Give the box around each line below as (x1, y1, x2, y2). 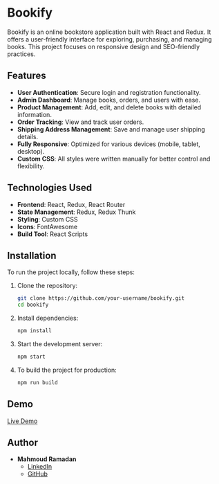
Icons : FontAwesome (17, 222, 78, 231)
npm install (17, 328, 52, 334)
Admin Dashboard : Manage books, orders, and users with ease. (17, 96, 200, 104)
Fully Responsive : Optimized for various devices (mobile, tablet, (17, 140, 200, 148)
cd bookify (17, 301, 49, 309)
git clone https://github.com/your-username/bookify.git (17, 295, 185, 302)
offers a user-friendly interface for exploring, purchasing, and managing (7, 35, 212, 43)
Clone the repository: (17, 282, 78, 290)
